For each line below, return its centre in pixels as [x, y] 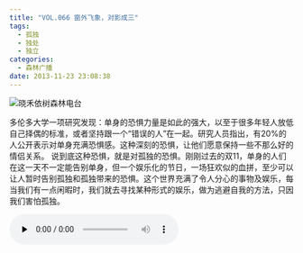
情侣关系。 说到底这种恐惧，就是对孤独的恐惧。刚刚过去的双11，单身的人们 [148, 156]
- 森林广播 [35, 68]
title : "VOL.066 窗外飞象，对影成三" [74, 18]
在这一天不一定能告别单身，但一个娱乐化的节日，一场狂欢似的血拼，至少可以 [151, 167]
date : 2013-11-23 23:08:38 [60, 77]
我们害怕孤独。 [37, 201]
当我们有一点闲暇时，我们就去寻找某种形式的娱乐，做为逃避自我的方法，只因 [151, 189]
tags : [19, 26]
